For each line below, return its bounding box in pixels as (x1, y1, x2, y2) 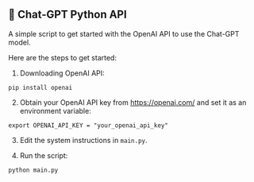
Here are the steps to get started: (8, 52, 117, 62)
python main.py (8, 166, 59, 174)
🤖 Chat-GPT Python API (8, 8, 127, 21)
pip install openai (8, 83, 73, 91)
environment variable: (19, 106, 91, 115)
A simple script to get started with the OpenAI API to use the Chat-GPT (8, 29, 240, 38)
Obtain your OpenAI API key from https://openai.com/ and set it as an (19, 97, 247, 107)
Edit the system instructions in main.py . (19, 135, 148, 145)
